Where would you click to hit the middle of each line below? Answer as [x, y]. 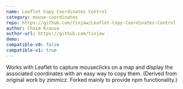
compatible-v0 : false [33, 45]
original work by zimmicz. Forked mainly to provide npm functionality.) [92, 80]
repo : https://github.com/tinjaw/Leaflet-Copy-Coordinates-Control [91, 23]
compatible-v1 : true [32, 50]
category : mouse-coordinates [42, 17]
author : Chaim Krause [33, 28]
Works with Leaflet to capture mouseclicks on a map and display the [90, 67]
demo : [13, 39]
